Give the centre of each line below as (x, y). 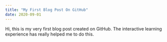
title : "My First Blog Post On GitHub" (47, 10)
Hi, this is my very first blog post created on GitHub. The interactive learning (84, 28)
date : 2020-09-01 (23, 14)
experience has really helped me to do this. (49, 34)
